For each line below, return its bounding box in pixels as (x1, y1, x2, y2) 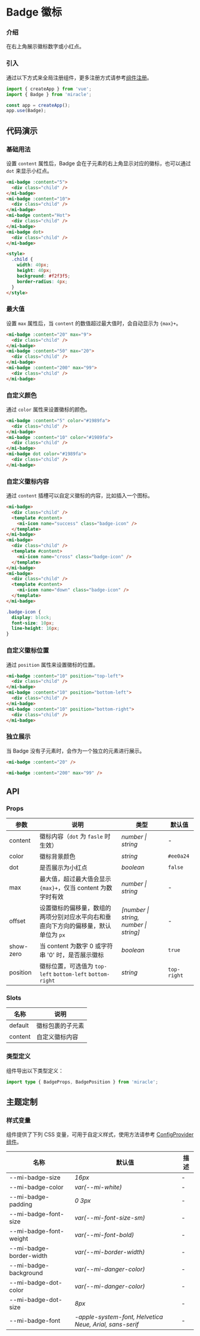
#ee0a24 (167, 853, 190, 859)
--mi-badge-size (9, 1173, 61, 1182)
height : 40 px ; (17, 268, 52, 274)
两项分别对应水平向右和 (39, 913, 105, 921)
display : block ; (11, 614, 52, 620)
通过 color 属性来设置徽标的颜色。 (6, 406, 90, 413)
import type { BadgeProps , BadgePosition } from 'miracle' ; (6, 1079, 159, 1085)
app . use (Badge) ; (6, 108, 46, 114)
